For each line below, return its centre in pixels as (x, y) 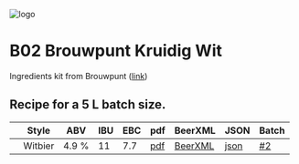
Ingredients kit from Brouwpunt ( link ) (79, 76)
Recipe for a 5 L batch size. (88, 105)
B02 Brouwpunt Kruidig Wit (116, 51)
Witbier (39, 146)
